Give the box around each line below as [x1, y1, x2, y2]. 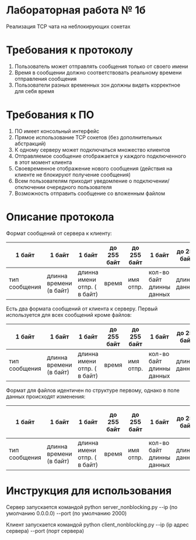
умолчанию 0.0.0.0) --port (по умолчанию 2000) [6, 510, 127, 517]
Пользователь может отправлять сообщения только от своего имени [14, 63, 188, 70]
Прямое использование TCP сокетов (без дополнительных [14, 134, 162, 141]
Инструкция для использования [6, 484, 172, 497]
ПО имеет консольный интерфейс [14, 127, 100, 135]
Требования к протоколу [6, 43, 133, 57]
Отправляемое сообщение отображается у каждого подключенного [14, 152, 187, 159]
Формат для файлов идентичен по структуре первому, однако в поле [6, 387, 180, 394]
